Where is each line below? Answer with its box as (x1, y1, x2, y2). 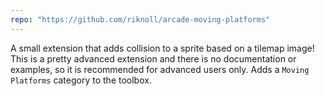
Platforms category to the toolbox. (10, 74, 152, 86)
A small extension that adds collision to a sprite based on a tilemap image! (10, 42, 315, 54)
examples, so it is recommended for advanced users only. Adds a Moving (10, 63, 310, 75)
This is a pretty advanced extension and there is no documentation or (10, 52, 297, 65)
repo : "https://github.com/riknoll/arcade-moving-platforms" (10, 14, 271, 25)
